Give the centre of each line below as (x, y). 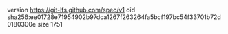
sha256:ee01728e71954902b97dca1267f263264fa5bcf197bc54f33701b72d (114, 17)
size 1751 (50, 24)
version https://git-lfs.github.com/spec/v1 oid (71, 10)
